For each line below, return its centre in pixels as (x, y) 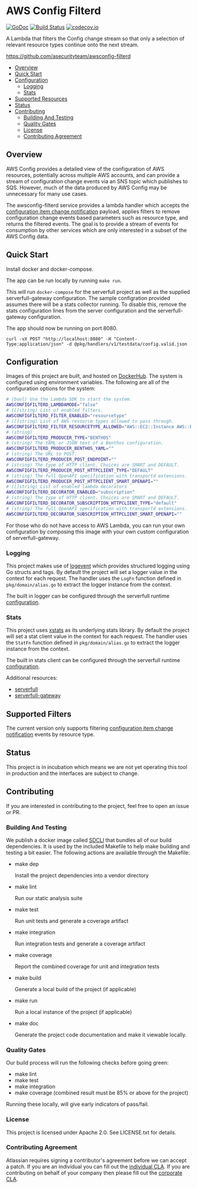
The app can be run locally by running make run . (64, 280)
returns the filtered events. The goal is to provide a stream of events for (92, 224)
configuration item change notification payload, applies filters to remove (93, 211)
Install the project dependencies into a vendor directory (81, 875)
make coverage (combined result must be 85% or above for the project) (101, 1093)
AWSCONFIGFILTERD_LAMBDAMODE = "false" (52, 405)
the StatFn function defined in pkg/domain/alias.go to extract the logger (93, 643)
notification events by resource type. (50, 734)
